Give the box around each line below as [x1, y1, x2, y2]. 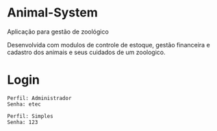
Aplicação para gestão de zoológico [7, 27, 110, 36]
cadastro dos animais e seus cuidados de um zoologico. [7, 48, 166, 56]
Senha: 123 [7, 119, 38, 126]
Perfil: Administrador [7, 95, 72, 102]
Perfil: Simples [7, 112, 53, 119]
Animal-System [7, 5, 98, 21]
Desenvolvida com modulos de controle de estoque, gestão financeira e [7, 40, 210, 49]
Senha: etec [7, 101, 41, 108]
